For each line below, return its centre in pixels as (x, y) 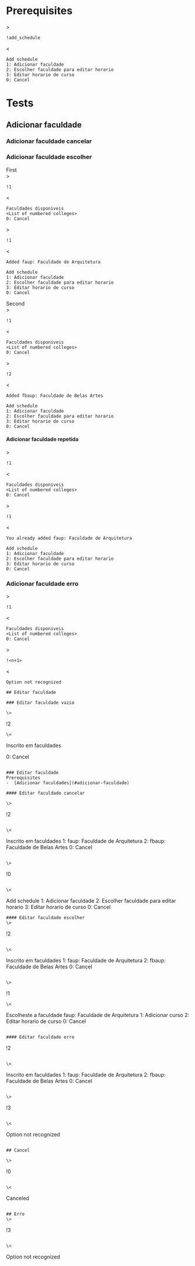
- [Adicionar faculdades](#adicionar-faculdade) (68, 783)
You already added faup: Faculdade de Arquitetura (69, 538)
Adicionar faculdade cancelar (49, 141)
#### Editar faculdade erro (40, 1037)
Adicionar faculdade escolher (49, 157)
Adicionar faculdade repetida (42, 439)
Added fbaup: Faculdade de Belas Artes (55, 396)
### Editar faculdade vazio (40, 703)
